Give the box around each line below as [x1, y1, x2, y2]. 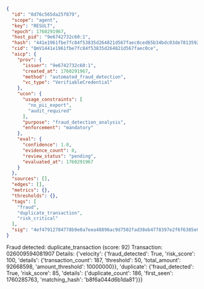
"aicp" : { [12, 51, 36, 57]
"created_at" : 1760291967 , [22, 68, 91, 74]
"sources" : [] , [12, 176, 50, 182]
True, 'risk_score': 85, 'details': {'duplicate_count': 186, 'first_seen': [6, 269, 174, 277]
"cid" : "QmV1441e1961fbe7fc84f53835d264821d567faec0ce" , [12, 46, 159, 52]
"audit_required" [28, 107, 72, 114]
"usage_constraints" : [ [22, 96, 83, 102]
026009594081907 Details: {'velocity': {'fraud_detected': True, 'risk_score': [6, 250, 195, 257]
